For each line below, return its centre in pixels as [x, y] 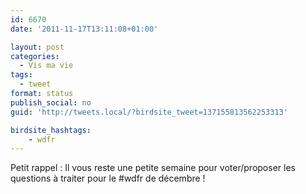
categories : [35, 56]
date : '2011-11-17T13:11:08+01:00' [84, 29]
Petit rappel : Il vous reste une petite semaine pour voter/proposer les [153, 168]
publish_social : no [51, 102]
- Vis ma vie [46, 66]
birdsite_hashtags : [51, 130]
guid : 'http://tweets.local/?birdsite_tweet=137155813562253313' [149, 112]
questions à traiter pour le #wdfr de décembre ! [108, 178]
